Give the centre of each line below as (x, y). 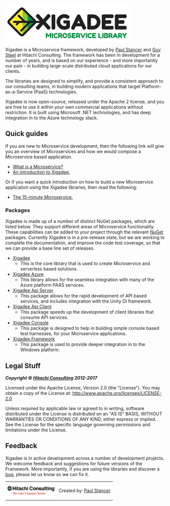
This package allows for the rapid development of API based (83, 296)
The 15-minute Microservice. (43, 197)
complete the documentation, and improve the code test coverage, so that (83, 243)
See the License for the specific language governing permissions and (78, 424)
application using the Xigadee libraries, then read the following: (71, 187)
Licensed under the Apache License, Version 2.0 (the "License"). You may (83, 388)
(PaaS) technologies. (56, 92)
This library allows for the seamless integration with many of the (87, 280)
